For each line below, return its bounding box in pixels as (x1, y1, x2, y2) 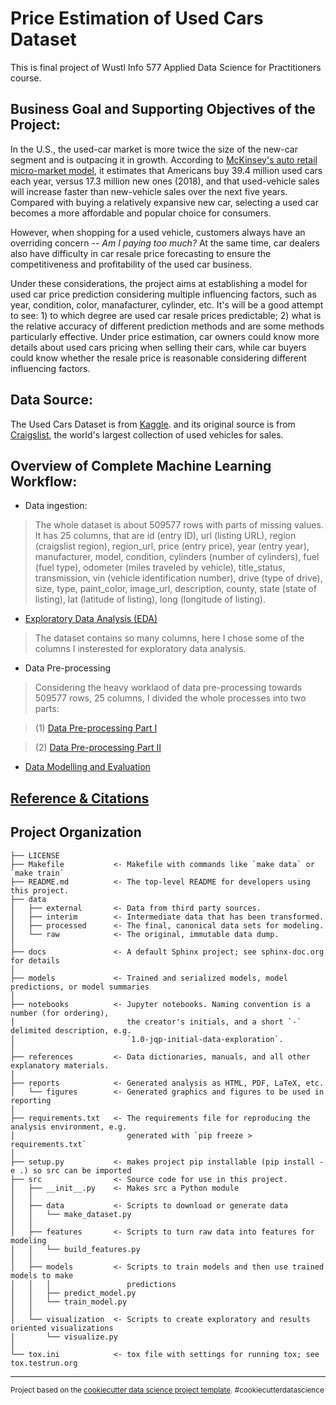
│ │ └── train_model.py (10, 1297, 128, 1307)
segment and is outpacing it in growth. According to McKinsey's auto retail (10, 153, 318, 166)
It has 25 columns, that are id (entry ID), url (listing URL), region (34, 530, 297, 542)
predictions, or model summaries (10, 982, 150, 992)
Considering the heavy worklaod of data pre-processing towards (34, 682, 303, 694)
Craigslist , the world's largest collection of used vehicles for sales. (10, 428, 284, 441)
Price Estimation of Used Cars (10, 7, 264, 30)
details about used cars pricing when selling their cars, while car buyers (10, 341, 307, 353)
